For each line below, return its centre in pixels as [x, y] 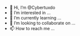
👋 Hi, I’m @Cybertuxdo [32, 8]
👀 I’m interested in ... [30, 13]
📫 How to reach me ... [32, 28]
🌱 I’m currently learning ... [35, 18]
